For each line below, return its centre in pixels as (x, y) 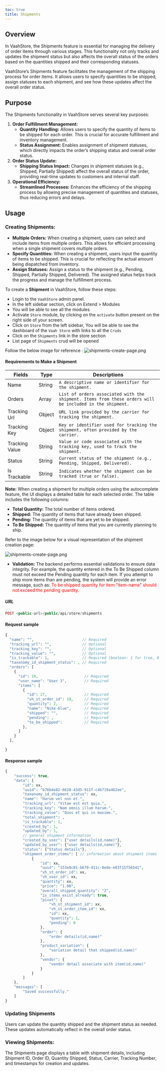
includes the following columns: (37, 499)
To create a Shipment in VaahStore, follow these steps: (61, 289)
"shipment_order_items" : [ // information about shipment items (90, 854)
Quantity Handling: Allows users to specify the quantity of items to (87, 129)
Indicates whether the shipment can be (105, 471)
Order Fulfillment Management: (45, 124)
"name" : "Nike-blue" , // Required (68, 709)
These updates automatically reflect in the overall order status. (69, 1029)
